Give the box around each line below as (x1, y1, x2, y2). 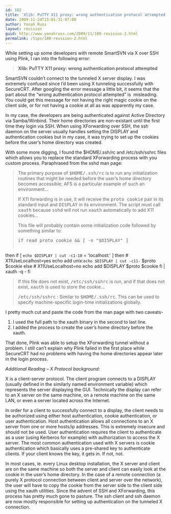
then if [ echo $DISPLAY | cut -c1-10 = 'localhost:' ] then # (5, 252, 129, 258)
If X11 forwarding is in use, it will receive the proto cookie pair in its (17, 196, 164, 202)
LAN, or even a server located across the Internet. (5, 397, 111, 403)
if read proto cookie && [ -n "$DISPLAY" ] (17, 237, 129, 243)
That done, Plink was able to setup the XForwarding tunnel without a (5, 339, 149, 346)
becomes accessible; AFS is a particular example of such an (17, 181, 145, 187)
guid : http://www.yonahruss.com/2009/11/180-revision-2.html (5, 31, 138, 36)
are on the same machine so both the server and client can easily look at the (5, 466, 166, 472)
